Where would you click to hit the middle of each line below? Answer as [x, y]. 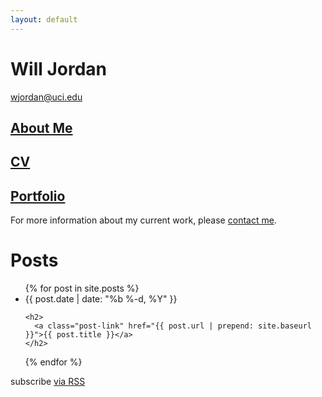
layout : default [44, 19]
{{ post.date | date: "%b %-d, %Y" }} [101, 299]
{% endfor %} [53, 362]
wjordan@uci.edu [46, 97]
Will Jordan [59, 68]
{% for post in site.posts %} [82, 288]
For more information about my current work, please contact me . [143, 220]
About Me [41, 127]
